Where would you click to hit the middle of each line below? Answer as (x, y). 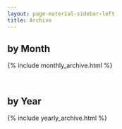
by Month (29, 49)
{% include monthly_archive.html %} (60, 66)
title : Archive (30, 20)
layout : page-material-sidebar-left (61, 14)
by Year (24, 101)
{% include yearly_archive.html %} (57, 118)
